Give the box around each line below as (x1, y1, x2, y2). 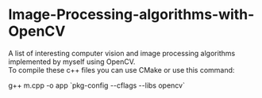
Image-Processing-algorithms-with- (8, 6, 255, 24)
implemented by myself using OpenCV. (8, 57, 136, 66)
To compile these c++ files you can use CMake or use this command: (8, 65, 235, 74)
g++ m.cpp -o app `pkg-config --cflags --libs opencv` (8, 81, 185, 90)
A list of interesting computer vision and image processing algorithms (8, 48, 236, 58)
